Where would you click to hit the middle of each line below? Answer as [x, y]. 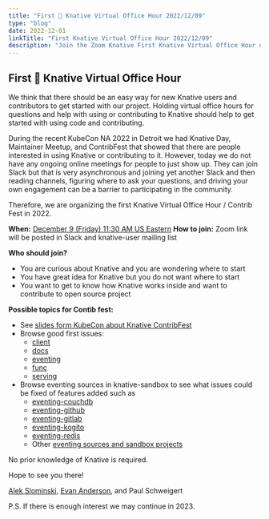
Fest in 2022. [30, 213]
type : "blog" [30, 23]
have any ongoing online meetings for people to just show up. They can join [133, 163]
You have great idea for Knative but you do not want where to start [130, 276]
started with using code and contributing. [76, 123]
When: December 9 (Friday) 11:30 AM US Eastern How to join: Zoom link [128, 228]
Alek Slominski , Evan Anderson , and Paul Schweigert [96, 490]
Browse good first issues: [62, 333]
